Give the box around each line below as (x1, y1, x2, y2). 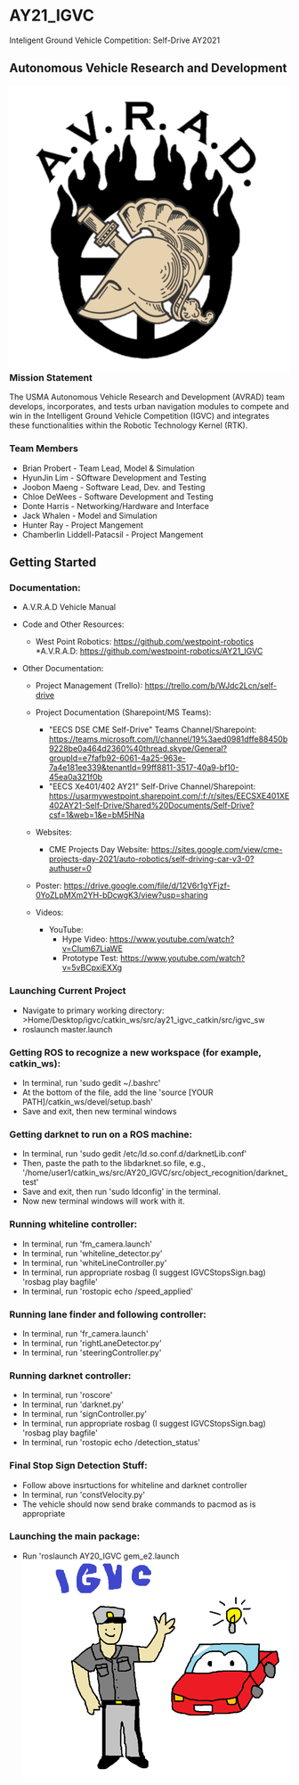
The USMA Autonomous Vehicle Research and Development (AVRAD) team (9, 391, 285, 402)
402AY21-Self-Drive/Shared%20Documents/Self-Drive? (48, 800, 255, 811)
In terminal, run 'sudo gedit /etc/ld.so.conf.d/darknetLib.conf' (21, 1148, 247, 1159)
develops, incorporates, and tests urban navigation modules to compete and (9, 401, 289, 412)
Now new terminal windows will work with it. (21, 1196, 185, 1206)
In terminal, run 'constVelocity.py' (21, 1489, 146, 1500)
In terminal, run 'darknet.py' (21, 1399, 125, 1410)
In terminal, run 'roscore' (21, 1390, 113, 1401)
